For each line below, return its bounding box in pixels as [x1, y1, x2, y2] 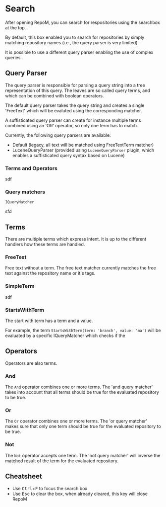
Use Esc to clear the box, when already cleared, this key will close [12, 491, 148, 497]
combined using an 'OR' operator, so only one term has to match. [5, 122, 138, 128]
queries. [5, 54, 22, 60]
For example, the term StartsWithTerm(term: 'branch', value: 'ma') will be [5, 328, 161, 334]
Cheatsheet [5, 472, 42, 481]
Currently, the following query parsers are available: [5, 132, 111, 138]
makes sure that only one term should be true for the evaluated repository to [5, 423, 161, 429]
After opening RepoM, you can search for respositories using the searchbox [5, 19, 160, 25]
